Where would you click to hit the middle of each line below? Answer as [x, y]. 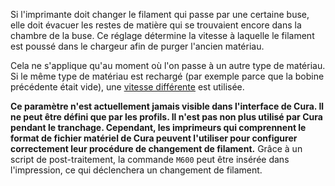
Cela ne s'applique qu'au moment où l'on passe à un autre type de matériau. [168, 65]
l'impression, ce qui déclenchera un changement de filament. [136, 170]
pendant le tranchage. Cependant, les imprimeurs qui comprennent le [158, 127]
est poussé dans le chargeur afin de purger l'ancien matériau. [137, 46]
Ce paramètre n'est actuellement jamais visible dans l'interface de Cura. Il [167, 106]
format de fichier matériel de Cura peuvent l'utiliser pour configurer [154, 138]
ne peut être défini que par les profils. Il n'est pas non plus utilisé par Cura [166, 117]
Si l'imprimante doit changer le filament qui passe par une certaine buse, [160, 14]
